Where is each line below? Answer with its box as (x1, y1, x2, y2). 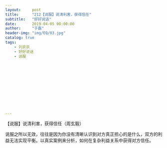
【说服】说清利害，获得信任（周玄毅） (5, 120, 84, 126)
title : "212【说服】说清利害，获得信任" (5, 12, 92, 17)
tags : (5, 40, 16, 45)
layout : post (5, 7, 41, 12)
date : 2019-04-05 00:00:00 (5, 21, 75, 26)
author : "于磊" (5, 26, 44, 31)
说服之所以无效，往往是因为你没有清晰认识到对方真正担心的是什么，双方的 (5, 131, 158, 137)
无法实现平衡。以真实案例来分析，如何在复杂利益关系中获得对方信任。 (9, 137, 154, 143)
